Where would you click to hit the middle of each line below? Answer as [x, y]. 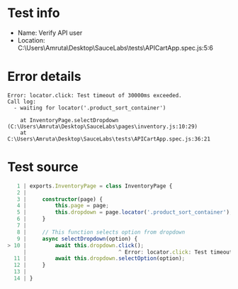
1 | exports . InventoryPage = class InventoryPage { [95, 186]
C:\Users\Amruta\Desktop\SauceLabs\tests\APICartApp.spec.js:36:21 [109, 139]
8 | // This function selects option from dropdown [101, 232]
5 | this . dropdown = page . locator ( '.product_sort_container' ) [123, 212]
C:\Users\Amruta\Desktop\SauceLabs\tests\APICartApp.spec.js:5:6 [115, 48]
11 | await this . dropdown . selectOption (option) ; [100, 258]
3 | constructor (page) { [59, 199]
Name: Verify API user [50, 33]
